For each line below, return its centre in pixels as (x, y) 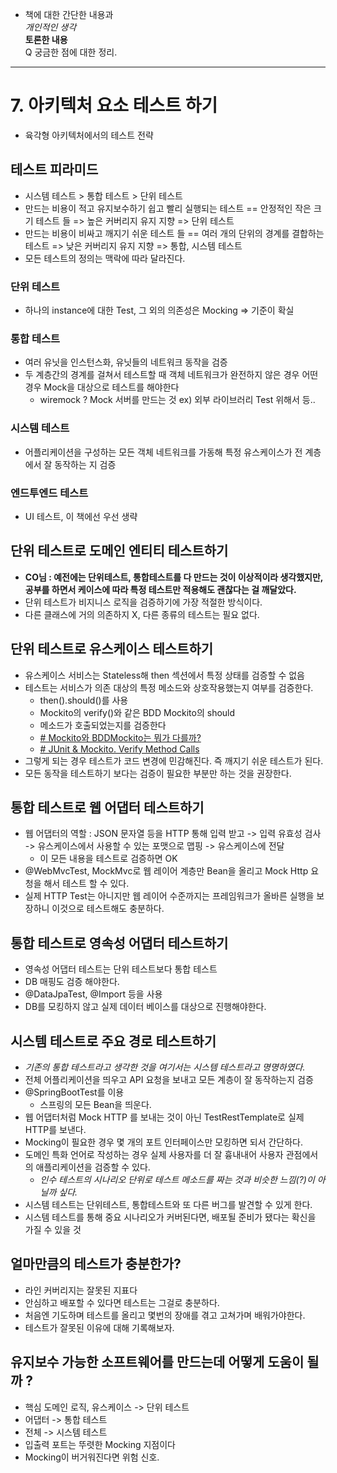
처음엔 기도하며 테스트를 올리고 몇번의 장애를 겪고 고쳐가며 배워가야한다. (165, 1315)
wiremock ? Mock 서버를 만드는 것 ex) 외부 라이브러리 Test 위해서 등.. (177, 400)
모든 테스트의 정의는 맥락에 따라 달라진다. (105, 258)
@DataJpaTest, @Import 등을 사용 (93, 994)
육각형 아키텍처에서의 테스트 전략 (89, 135)
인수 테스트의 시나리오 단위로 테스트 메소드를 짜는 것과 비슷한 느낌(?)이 (177, 1179)
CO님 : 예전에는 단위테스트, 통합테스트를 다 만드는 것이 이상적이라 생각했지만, (174, 577)
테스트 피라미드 (54, 169)
